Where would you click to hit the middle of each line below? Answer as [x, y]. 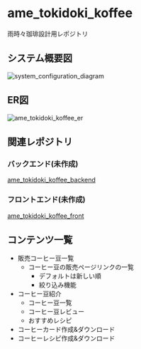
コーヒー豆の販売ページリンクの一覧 [81, 267]
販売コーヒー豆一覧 [46, 259]
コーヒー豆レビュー [56, 312]
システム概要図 [40, 58]
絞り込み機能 [57, 285]
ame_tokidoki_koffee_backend [51, 180]
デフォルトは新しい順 [70, 276]
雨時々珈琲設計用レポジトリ [48, 33]
